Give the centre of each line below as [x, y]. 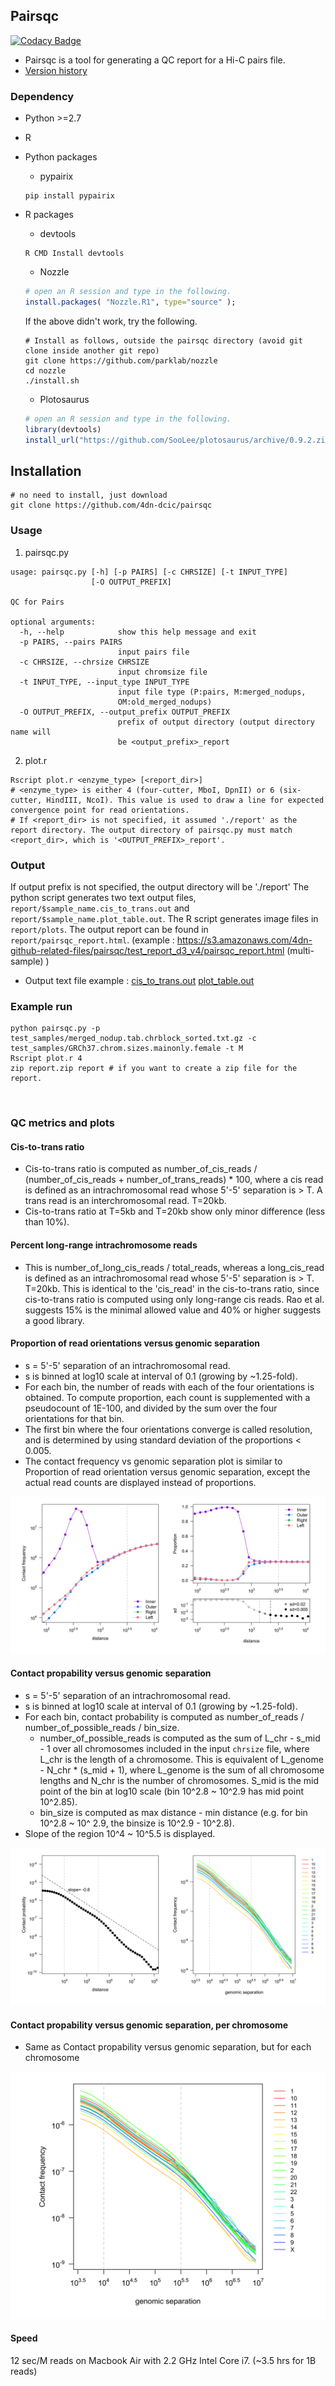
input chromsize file [162, 672]
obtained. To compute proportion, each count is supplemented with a [167, 1397]
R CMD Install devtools [74, 254]
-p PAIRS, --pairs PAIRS [71, 642]
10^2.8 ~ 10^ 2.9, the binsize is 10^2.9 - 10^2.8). [137, 1823]
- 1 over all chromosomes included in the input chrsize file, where [174, 1748]
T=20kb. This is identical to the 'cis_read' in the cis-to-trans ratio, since [172, 1288]
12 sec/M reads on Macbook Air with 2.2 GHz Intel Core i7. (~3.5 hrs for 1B [163, 2361]
